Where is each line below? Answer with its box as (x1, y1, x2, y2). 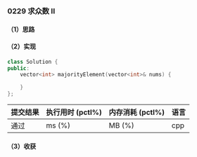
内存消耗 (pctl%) (108, 107, 165, 117)
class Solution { (7, 58, 58, 65)
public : (7, 64, 30, 71)
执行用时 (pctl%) (46, 107, 102, 117)
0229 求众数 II (7, 6, 56, 15)
